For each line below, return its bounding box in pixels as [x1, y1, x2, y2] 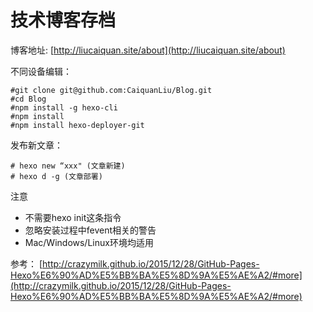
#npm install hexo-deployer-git [10, 120, 145, 130]
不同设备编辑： [10, 65, 72, 77]
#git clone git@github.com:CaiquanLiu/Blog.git [10, 85, 213, 95]
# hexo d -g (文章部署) [10, 171, 103, 181]
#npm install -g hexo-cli [10, 102, 118, 113]
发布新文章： [10, 139, 63, 151]
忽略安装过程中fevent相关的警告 [24, 224, 157, 236]
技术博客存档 [10, 9, 117, 32]
